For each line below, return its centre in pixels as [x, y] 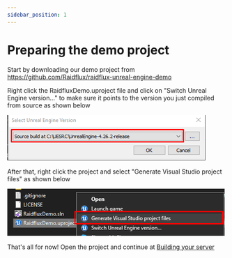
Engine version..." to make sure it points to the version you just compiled [111, 98]
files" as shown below [39, 179]
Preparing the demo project [88, 50]
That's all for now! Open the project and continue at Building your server [111, 247]
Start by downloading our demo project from [71, 69]
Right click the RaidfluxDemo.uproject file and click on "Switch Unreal [107, 90]
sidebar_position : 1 [37, 15]
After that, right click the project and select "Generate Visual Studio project [115, 172]
